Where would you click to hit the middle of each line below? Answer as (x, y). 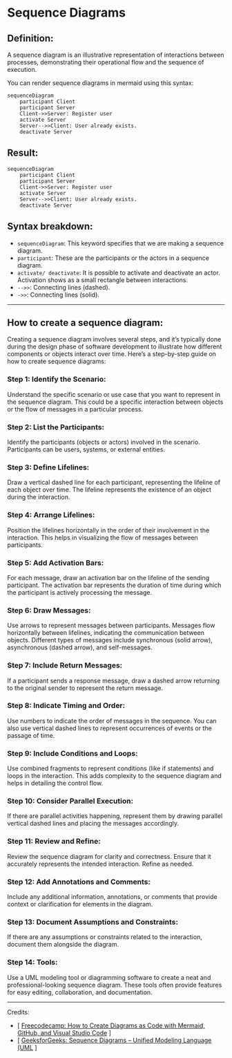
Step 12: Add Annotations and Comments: (79, 882)
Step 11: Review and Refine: (54, 842)
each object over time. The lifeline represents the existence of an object (109, 490)
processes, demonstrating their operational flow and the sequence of (106, 62)
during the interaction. (39, 497)
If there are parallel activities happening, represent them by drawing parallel (115, 816)
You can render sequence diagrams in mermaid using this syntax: (100, 83)
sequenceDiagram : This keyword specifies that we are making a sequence (120, 243)
